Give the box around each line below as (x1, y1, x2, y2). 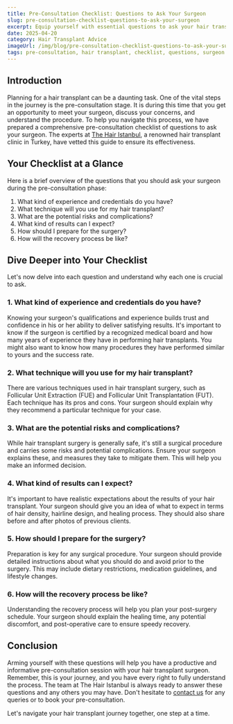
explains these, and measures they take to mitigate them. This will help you (7, 454, 222, 462)
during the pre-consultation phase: (7, 184, 107, 192)
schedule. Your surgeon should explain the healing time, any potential (7, 613, 206, 621)
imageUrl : (7, 42, 36, 49)
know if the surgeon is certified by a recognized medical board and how (7, 328, 213, 336)
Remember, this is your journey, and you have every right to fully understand (7, 673, 226, 682)
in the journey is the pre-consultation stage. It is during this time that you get (7, 100, 226, 109)
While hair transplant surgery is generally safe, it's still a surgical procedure (7, 439, 223, 448)
